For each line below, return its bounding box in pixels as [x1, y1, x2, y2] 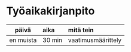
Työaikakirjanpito [6, 4, 95, 18]
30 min [42, 36, 63, 44]
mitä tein [68, 26, 94, 34]
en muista [9, 36, 37, 44]
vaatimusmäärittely [68, 36, 122, 44]
